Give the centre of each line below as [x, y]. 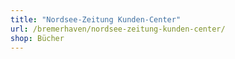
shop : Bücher [37, 38]
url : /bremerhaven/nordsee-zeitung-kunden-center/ [118, 29]
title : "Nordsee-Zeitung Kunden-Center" [96, 19]
